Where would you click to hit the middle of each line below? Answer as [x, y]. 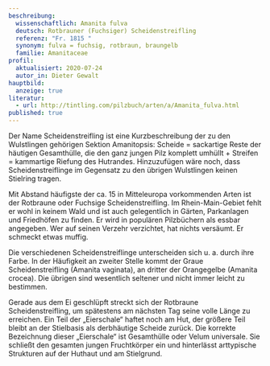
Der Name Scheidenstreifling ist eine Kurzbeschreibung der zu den [120, 136]
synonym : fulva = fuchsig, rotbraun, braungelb [97, 46]
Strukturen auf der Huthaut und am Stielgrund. [85, 354]
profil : [21, 61]
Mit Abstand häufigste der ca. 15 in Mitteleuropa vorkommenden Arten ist [130, 194]
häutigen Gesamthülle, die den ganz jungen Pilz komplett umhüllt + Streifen [133, 153]
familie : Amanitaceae [52, 53]
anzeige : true [39, 90]
